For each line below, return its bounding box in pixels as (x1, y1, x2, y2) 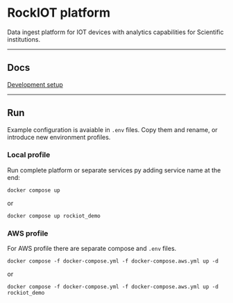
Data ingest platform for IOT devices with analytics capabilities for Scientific (7, 28, 224, 36)
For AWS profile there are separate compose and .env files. (7, 245, 177, 253)
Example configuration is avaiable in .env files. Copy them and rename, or (7, 125, 218, 133)
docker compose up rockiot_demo (7, 212, 101, 220)
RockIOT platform (7, 5, 111, 21)
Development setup (7, 80, 64, 88)
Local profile (7, 150, 51, 160)
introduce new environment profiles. (7, 133, 111, 141)
